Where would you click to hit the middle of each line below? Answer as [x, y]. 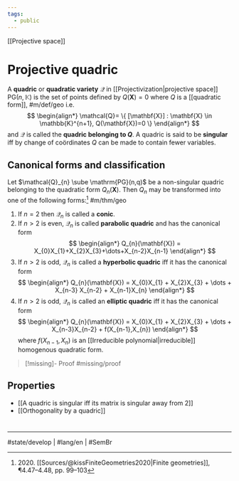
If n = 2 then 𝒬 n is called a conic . [66, 215]
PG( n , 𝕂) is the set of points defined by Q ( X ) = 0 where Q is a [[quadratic [115, 97]
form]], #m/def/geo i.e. [41, 105]
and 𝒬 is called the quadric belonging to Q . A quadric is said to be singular [118, 134]
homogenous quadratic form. [60, 349]
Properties [31, 386]
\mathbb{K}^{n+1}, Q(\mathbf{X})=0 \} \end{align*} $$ [119, 123]
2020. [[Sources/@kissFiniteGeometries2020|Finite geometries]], [114, 462]
